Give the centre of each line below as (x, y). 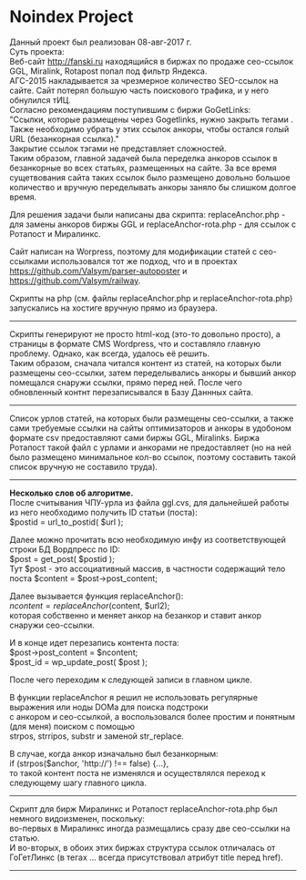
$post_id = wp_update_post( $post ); (79, 661)
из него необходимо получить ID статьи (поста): (103, 512)
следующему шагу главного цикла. (78, 783)
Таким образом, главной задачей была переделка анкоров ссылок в (143, 158)
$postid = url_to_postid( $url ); (66, 522)
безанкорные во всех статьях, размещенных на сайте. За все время (143, 168)
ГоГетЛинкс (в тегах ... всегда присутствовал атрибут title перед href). (147, 857)
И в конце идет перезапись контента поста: (94, 642)
